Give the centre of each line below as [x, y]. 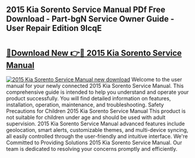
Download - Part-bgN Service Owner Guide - [90, 19]
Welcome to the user [157, 79]
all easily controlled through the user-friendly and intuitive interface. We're [97, 136]
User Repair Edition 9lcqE [54, 28]
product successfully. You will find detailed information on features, [89, 98]
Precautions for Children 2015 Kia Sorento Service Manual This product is [96, 111]
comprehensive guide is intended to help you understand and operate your [97, 92]
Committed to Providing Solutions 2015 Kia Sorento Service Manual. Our [94, 143]
